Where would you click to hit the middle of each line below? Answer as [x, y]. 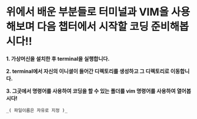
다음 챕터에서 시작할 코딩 [93, 27]
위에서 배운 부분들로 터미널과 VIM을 [88, 12]
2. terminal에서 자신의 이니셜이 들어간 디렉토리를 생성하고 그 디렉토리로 [88, 71]
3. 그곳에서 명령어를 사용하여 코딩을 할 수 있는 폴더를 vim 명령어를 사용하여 [91, 91]
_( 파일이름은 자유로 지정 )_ [37, 110]
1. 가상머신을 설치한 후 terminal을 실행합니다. [58, 59]
